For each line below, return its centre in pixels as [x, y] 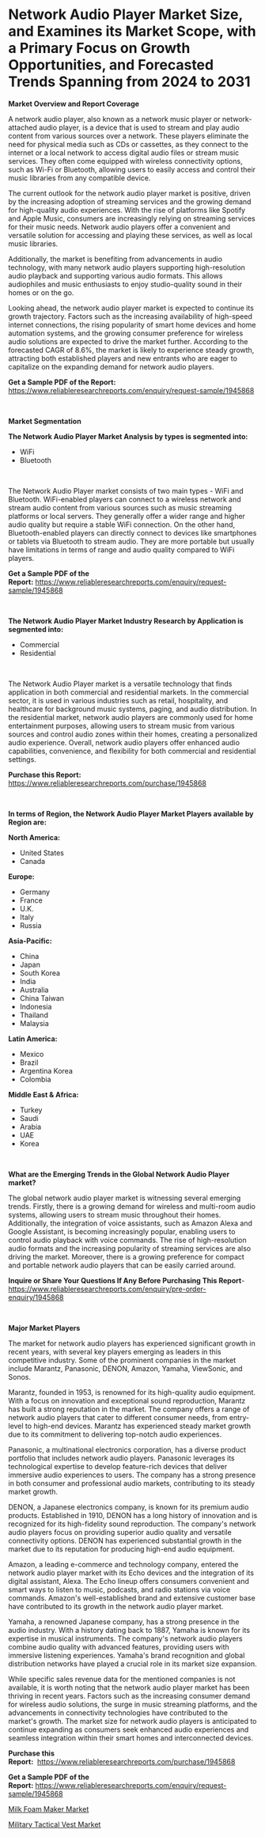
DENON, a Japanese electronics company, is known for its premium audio [129, 1507]
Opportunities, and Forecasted [111, 65]
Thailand [34, 1015]
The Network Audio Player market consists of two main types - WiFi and [126, 490]
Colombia [35, 1079]
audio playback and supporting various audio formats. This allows [115, 275]
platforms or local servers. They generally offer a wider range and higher [127, 516]
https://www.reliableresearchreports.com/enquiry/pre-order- [107, 1289]
